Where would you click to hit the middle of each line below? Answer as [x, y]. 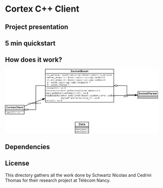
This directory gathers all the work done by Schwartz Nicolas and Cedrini [78, 175]
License [17, 163]
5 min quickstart [30, 43]
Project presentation [37, 27]
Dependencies [27, 147]
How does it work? [34, 60]
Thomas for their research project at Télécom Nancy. [58, 180]
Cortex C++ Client [42, 9]
